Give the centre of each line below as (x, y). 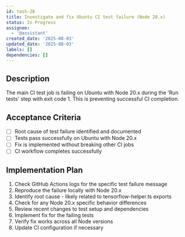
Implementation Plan (45, 170)
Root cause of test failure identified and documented (78, 132)
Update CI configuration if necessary (59, 228)
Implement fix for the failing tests (54, 215)
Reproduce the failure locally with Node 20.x (68, 190)
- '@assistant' (30, 33)
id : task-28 (20, 11)
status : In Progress (31, 22)
